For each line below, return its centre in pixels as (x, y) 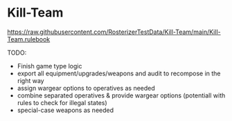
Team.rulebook (29, 39)
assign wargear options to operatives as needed (86, 88)
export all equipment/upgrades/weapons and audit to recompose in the (119, 73)
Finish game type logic (50, 66)
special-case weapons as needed (65, 110)
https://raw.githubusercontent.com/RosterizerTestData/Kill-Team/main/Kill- (114, 32)
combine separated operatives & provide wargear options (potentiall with (121, 95)
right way (30, 80)
